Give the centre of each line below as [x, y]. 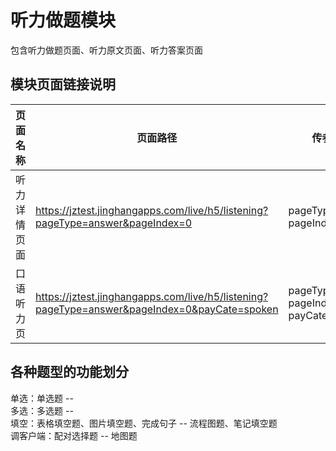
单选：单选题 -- [42, 398]
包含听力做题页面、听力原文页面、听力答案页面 [106, 50]
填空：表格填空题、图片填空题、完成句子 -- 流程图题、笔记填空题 [144, 423]
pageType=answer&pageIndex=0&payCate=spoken [157, 309]
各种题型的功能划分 [69, 372]
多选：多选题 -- [42, 410]
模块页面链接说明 [63, 84]
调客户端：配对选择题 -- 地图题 [74, 435]
